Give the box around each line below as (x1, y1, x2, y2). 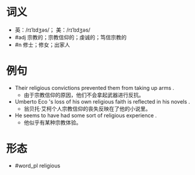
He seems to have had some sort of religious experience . (14, 111, 157, 119)
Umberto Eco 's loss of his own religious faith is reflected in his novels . (14, 98, 190, 105)
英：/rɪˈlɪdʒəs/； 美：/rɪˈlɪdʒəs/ (14, 26, 91, 33)
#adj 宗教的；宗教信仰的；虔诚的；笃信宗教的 (14, 33, 127, 40)
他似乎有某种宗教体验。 (23, 118, 82, 126)
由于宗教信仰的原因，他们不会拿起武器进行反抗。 (23, 91, 144, 98)
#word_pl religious (14, 162, 61, 169)
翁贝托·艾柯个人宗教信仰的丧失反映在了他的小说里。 (23, 105, 151, 112)
